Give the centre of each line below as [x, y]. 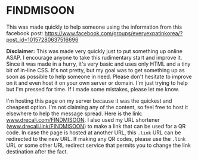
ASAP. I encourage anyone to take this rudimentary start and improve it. [94, 57]
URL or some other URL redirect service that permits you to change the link [98, 145]
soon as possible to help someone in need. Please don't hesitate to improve [99, 76]
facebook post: [25, 33]
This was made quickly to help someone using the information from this [94, 27]
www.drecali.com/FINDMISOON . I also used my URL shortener [83, 119]
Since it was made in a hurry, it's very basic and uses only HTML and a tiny [98, 64]
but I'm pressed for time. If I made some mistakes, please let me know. [93, 89]
